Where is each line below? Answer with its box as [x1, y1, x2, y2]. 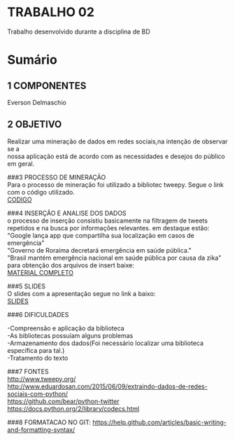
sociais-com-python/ [7, 389, 69, 398]
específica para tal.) [7, 346, 65, 354]
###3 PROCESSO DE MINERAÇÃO [7, 173, 106, 181]
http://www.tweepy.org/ [7, 374, 76, 383]
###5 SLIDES [7, 281, 46, 290]
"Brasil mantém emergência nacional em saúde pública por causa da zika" [7, 253, 222, 262]
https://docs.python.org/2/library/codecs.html [7, 404, 140, 413]
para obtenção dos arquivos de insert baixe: [7, 260, 134, 269]
